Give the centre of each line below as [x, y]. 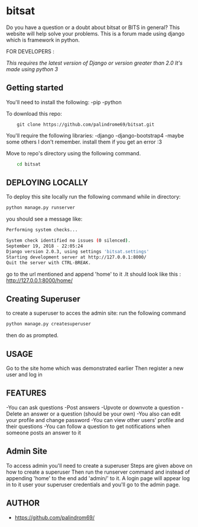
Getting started [35, 88]
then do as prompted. [33, 336]
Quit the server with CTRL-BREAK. [49, 263]
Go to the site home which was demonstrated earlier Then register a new [95, 368]
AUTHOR [23, 503]
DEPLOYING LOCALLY [47, 183]
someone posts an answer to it [44, 432]
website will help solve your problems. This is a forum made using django [95, 33]
